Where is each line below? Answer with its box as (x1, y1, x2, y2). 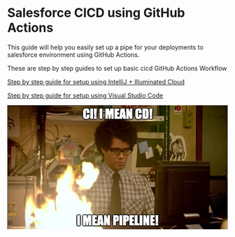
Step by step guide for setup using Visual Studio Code (7, 91, 164, 100)
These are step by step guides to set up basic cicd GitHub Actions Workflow (7, 64, 227, 72)
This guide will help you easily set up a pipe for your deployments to (7, 43, 204, 51)
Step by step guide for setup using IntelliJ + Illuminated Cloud (7, 77, 185, 86)
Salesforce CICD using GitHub (7, 5, 185, 21)
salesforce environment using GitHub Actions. (7, 50, 140, 59)
